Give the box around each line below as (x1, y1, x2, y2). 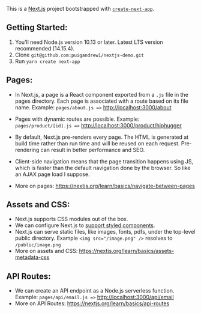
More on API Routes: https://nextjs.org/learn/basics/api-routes (14, 300, 170, 307)
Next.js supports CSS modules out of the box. (14, 216, 128, 223)
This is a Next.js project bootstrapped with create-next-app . (6, 5, 155, 12)
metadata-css (14, 254, 50, 261)
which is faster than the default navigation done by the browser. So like (14, 164, 191, 171)
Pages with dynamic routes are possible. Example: (14, 115, 140, 123)
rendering (14, 146, 40, 153)
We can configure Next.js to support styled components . (14, 222, 155, 229)
